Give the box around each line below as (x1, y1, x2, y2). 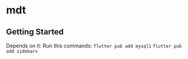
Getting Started (6, 27, 64, 37)
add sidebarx (6, 48, 38, 54)
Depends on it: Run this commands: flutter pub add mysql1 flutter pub (6, 42, 182, 49)
